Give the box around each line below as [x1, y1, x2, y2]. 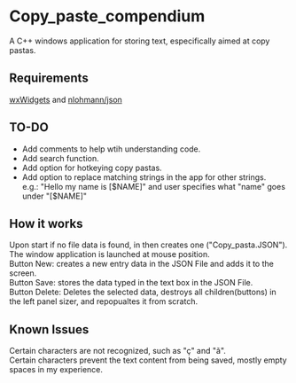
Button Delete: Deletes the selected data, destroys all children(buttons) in [9, 286, 277, 298]
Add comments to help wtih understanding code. [21, 144, 201, 154]
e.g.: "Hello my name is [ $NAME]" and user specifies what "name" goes [21, 181, 286, 191]
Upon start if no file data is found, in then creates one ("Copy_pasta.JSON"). [9, 239, 288, 250]
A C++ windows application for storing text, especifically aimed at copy [9, 35, 270, 46]
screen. [9, 268, 37, 278]
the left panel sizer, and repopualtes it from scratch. [9, 296, 198, 307]
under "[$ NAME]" [21, 191, 87, 201]
